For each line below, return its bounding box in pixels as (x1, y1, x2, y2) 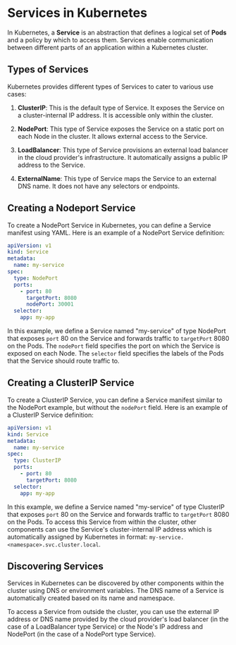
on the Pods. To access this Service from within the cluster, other (7, 518, 197, 526)
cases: (7, 89, 27, 98)
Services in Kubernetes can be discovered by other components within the (7, 579, 224, 587)
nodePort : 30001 (25, 301, 74, 308)
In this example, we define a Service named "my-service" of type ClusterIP (7, 502, 225, 511)
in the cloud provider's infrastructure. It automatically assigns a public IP (17, 153, 228, 161)
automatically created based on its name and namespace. (7, 594, 175, 603)
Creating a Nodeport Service (7, 202, 136, 214)
